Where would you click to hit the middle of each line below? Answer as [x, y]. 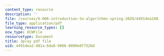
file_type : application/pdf [34, 23]
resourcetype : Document [29, 37]
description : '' [21, 14]
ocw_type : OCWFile [24, 32]
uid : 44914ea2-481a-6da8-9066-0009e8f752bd [50, 46]
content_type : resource [29, 9]
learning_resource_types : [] [35, 28]
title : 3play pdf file [28, 41]
